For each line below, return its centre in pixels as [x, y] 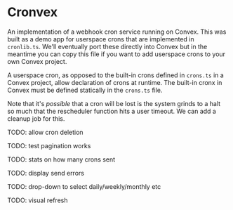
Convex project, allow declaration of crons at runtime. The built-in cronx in [115, 82]
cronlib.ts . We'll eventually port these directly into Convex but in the [107, 46]
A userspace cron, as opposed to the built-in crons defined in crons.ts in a [116, 75]
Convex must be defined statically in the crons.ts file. [85, 90]
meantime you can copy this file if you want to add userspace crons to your [116, 54]
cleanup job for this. [36, 118]
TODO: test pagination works [49, 145]
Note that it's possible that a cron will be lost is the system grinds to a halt [114, 103]
